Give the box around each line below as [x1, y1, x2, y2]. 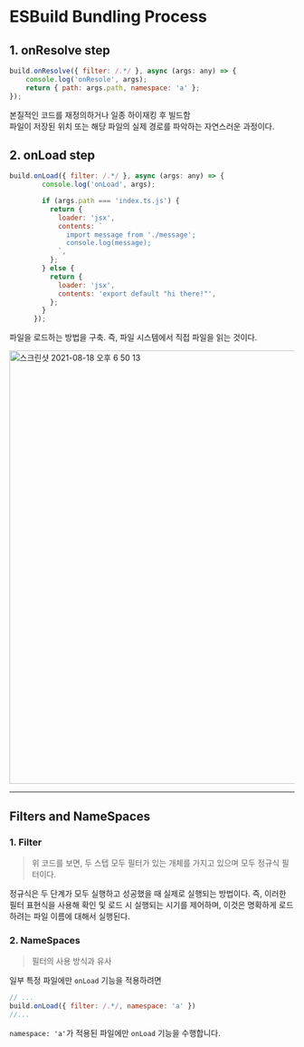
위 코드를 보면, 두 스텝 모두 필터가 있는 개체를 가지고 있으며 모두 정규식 [31, 857, 280, 868]
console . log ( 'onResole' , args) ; [25, 74, 147, 83]
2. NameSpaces [9, 934, 81, 946]
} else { [42, 264, 75, 273]
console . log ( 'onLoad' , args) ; [42, 180, 156, 190]
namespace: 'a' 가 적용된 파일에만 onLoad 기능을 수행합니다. [9, 1027, 221, 1038]
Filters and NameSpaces [9, 808, 151, 824]
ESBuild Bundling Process [9, 6, 208, 27]
